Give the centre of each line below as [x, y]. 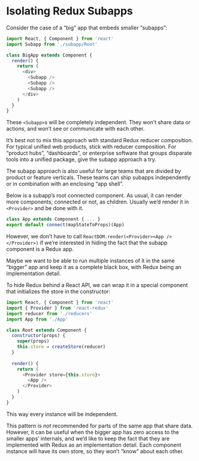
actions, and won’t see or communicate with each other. [76, 129]
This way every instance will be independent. [62, 414]
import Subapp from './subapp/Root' [52, 44]
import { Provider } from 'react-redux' [58, 308]
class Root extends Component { [46, 330]
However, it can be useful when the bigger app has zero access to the [93, 432]
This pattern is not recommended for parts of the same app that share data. [99, 426]
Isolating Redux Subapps [70, 11]
